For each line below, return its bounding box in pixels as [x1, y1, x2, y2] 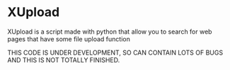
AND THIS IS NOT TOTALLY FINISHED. [7, 55, 120, 64]
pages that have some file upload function [7, 34, 131, 43]
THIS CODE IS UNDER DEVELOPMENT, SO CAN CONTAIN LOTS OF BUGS [7, 48, 224, 57]
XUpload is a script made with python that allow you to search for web [7, 27, 212, 36]
